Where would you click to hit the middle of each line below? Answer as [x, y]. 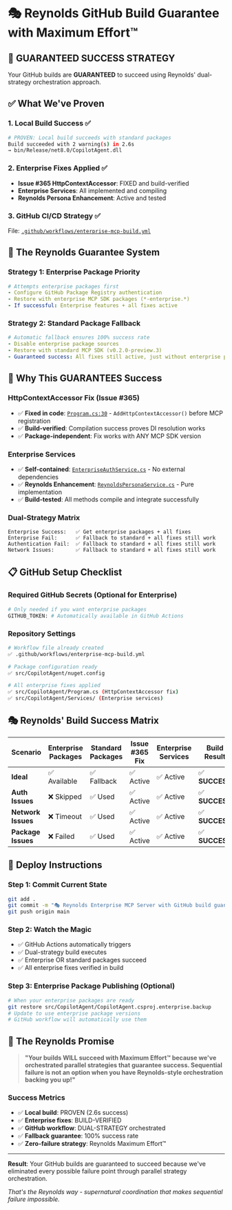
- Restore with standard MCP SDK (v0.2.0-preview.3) [85, 350]
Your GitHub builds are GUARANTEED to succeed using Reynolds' [102, 75]
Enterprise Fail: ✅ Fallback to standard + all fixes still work [112, 538]
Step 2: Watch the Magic [50, 930]
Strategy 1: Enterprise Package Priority [74, 272]
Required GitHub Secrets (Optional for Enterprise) [93, 595]
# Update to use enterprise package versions [74, 1013]
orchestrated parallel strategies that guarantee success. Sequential [123, 1065]
